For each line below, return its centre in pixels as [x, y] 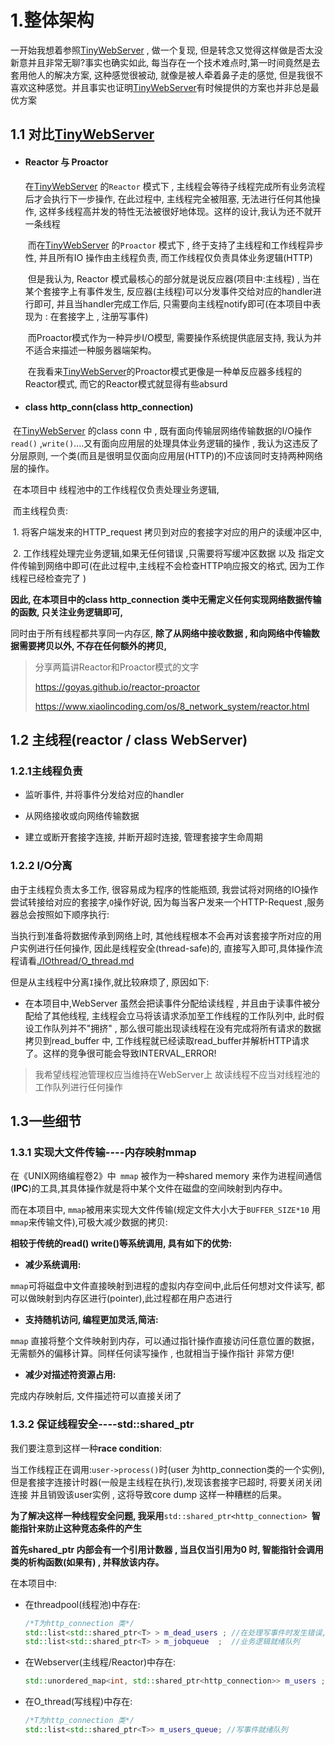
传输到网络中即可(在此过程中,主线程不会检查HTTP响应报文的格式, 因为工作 [171, 565]
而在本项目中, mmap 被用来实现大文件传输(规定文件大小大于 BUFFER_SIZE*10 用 [165, 1210]
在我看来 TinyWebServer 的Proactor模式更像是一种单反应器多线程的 [165, 371]
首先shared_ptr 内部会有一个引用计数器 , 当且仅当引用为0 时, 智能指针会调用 [167, 1549]
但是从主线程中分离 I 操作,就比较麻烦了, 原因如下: [110, 982]
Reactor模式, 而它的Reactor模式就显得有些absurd [126, 383]
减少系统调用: [53, 1265]
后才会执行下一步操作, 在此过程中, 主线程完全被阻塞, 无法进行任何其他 [168, 198]
